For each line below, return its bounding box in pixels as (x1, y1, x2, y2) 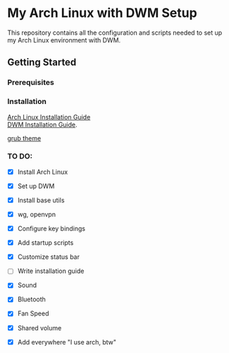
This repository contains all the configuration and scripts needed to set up (7, 28, 223, 37)
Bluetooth (17, 295, 46, 303)
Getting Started (7, 57, 77, 69)
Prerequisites (7, 78, 54, 88)
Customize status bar (17, 253, 80, 261)
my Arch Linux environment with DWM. (7, 35, 121, 44)
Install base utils (17, 196, 65, 204)
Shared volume (17, 323, 62, 332)
